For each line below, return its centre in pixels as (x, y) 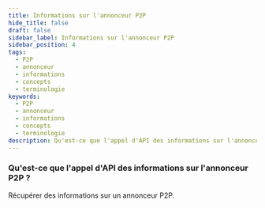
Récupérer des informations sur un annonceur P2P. (91, 195)
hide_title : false (38, 23)
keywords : (24, 96)
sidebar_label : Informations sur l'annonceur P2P (91, 38)
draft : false (30, 30)
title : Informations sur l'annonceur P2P (77, 15)
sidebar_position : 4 (42, 45)
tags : (17, 52)
